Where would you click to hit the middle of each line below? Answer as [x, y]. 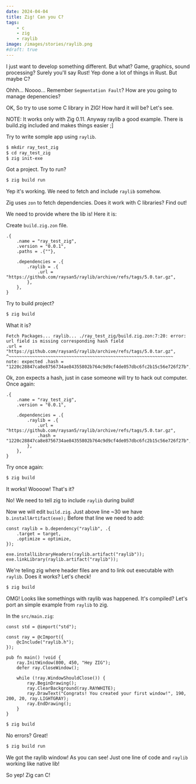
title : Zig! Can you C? [35, 17]
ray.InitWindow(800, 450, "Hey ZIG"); [64, 663]
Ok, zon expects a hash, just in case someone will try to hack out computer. [97, 378]
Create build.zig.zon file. [37, 226]
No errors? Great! [27, 735]
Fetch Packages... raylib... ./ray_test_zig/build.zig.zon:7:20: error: [96, 336]
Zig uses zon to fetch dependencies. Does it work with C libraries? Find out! [97, 203]
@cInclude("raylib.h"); [45, 642]
